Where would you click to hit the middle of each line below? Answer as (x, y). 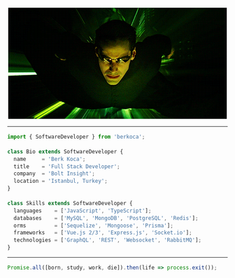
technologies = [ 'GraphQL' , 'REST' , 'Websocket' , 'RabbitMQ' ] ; (107, 240)
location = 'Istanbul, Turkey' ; (61, 181)
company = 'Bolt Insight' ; (55, 174)
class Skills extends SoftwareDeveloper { (70, 203)
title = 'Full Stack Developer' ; (67, 166)
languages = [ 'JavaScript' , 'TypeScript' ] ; (83, 211)
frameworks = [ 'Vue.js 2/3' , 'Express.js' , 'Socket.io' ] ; (103, 233)
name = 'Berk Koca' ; (50, 159)
